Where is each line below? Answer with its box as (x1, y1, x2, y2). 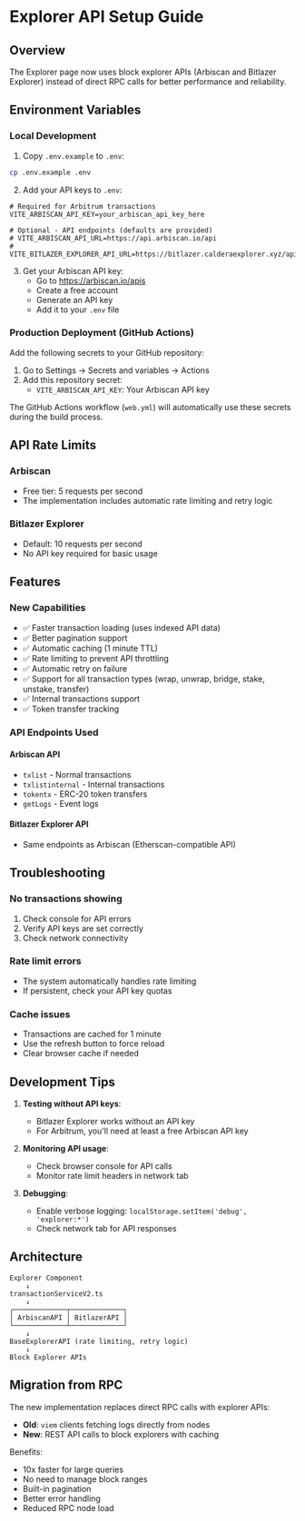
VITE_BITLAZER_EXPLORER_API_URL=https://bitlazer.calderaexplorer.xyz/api (9, 250, 299, 259)
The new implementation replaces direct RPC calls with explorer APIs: (9, 1401, 271, 1412)
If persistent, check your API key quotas (22, 985, 172, 996)
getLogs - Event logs (22, 798, 99, 809)
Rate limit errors (9, 955, 82, 967)
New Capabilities (9, 602, 86, 614)
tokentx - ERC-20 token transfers (22, 788, 148, 800)
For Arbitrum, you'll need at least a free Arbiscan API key (35, 1125, 249, 1136)
